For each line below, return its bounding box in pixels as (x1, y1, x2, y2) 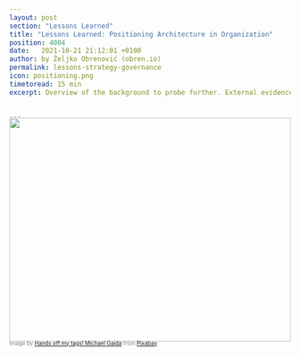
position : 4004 (9, 38, 66, 47)
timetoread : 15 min (9, 80, 82, 89)
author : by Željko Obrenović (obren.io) (9, 55, 162, 64)
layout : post (9, 13, 58, 22)
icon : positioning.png (9, 72, 94, 81)
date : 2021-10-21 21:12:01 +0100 (9, 47, 142, 55)
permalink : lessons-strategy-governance (9, 64, 162, 72)
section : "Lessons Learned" (9, 21, 114, 30)
